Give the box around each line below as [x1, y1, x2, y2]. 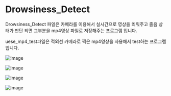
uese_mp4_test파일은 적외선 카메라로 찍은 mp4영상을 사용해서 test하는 [5, 38, 149, 44]
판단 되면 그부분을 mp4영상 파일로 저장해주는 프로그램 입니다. [14, 27, 138, 34]
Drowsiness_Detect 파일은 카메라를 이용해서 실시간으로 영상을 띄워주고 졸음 [5, 21, 158, 27]
